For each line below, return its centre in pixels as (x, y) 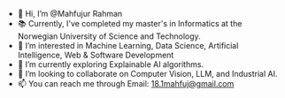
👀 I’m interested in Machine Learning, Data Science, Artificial (128, 45)
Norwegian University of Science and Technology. (109, 36)
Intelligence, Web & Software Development (96, 55)
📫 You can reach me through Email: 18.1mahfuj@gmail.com (126, 83)
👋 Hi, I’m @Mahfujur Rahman (70, 14)
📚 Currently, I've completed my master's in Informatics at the (130, 23)
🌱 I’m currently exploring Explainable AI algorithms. (111, 64)
